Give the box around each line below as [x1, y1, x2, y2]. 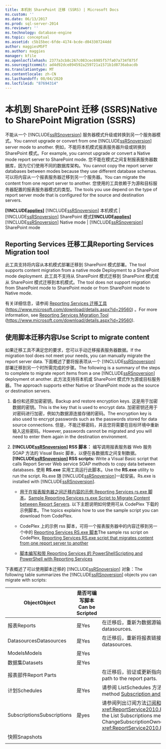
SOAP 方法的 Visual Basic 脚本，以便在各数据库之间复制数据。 [12, 450, 139, 456]
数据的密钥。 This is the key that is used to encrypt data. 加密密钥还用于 [12, 404, 158, 410]
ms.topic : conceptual [5, 35, 50, 40]
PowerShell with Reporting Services [19, 556, 93, 562]
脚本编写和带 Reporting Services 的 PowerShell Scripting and [19, 550, 143, 556]
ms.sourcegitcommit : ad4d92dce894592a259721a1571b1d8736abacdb [5, 62, 138, 67]
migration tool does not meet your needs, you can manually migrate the [5, 352, 151, 359]
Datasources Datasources [7, 637, 67, 644]
